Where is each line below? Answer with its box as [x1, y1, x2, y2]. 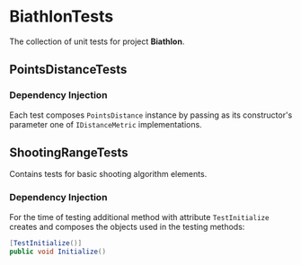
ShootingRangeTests [9, 146, 128, 161]
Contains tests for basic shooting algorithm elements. [9, 169, 208, 180]
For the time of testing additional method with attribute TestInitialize [9, 211, 270, 222]
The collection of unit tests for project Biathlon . [9, 36, 185, 47]
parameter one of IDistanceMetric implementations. [9, 119, 202, 129]
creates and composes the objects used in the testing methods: [9, 221, 245, 232]
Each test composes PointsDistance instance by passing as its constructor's [9, 110, 293, 120]
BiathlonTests [9, 6, 114, 27]
